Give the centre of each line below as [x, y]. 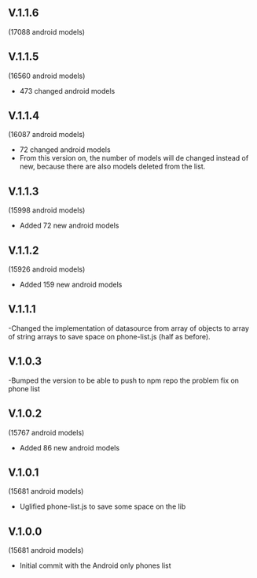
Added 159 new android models [71, 285]
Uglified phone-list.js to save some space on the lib [103, 506]
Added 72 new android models [69, 226]
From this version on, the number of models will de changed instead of [134, 158]
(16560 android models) [47, 76]
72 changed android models [65, 150]
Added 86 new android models [70, 447]
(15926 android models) [47, 269]
